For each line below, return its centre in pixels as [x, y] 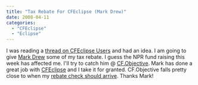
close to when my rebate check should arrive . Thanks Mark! [80, 76]
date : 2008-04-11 [28, 17]
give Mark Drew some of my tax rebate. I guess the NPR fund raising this [95, 57]
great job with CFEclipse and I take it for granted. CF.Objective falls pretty [96, 70]
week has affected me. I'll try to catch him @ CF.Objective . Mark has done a [99, 64]
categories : [21, 23]
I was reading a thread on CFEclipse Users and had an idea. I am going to [96, 51]
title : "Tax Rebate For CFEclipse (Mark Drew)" [66, 12]
